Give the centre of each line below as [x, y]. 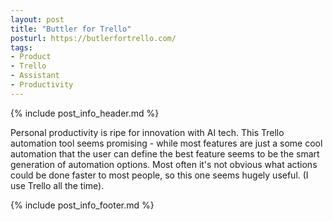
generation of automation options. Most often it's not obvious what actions [164, 164]
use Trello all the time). [57, 185]
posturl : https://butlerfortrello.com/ [93, 38]
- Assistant [35, 76]
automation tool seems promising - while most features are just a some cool [166, 143]
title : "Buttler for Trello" [71, 29]
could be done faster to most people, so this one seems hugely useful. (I [159, 175]
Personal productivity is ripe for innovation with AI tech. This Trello [147, 132]
